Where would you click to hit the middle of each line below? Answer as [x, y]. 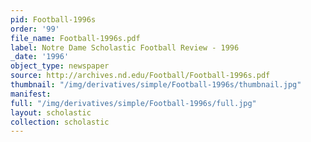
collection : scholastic [60, 122]
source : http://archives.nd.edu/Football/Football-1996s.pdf [140, 76]
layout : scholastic [51, 112]
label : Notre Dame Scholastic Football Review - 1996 [125, 47]
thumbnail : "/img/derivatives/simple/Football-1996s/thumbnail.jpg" [156, 85]
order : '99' [35, 29]
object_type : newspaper [60, 66]
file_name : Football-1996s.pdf [75, 38]
